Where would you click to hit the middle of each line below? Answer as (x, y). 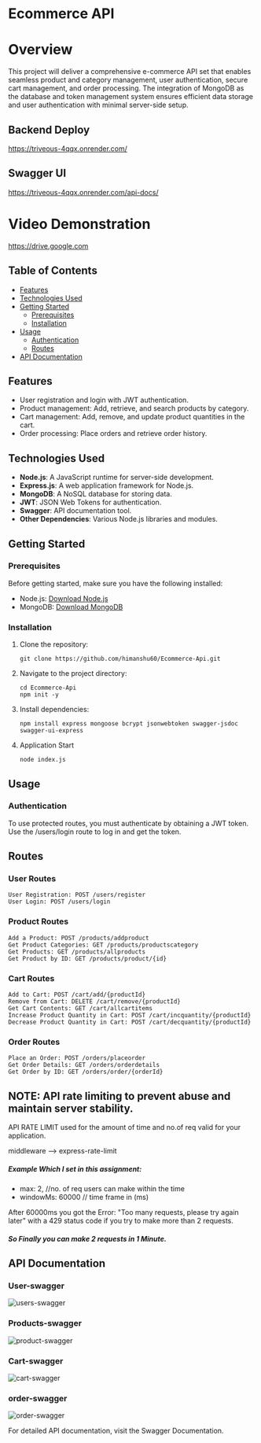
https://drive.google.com (48, 245)
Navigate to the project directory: (73, 674)
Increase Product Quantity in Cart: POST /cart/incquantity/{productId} (130, 1016)
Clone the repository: (54, 644)
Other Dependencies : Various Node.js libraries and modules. (119, 519)
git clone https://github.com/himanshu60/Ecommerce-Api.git (120, 659)
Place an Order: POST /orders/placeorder (77, 1058)
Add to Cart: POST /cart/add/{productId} (77, 995)
